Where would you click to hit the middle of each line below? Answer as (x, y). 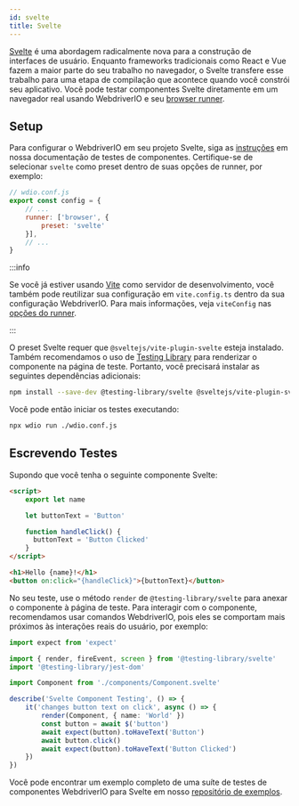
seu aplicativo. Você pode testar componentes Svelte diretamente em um (144, 89)
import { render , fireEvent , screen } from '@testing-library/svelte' (143, 659)
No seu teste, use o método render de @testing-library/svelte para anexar (149, 598)
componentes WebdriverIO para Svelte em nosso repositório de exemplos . (146, 792)
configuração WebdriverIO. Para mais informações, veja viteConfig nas (140, 304)
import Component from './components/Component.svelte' (115, 683)
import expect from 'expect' (63, 642)
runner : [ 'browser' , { (67, 217)
